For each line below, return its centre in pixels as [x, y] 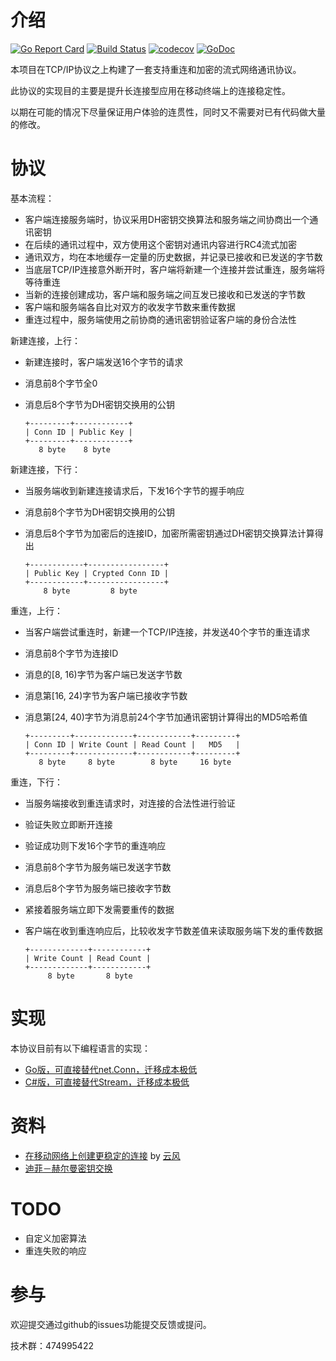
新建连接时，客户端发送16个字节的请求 [104, 362]
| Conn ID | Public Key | [78, 432]
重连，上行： [36, 610]
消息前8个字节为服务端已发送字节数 [98, 867]
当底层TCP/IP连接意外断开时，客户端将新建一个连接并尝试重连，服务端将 [175, 269]
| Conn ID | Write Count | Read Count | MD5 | [132, 744]
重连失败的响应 [55, 1250]
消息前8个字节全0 [61, 383]
